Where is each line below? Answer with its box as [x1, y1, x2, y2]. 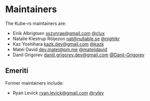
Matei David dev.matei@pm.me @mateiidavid [12, 46, 107, 52]
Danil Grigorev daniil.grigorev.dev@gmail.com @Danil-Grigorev [12, 52, 145, 58]
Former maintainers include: [5, 80, 64, 86]
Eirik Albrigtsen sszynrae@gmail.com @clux [12, 30, 105, 36]
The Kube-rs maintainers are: [5, 20, 67, 26]
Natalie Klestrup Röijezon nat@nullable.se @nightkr [12, 36, 120, 42]
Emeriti [5, 66, 29, 75]
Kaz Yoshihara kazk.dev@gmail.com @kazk [12, 41, 104, 47]
